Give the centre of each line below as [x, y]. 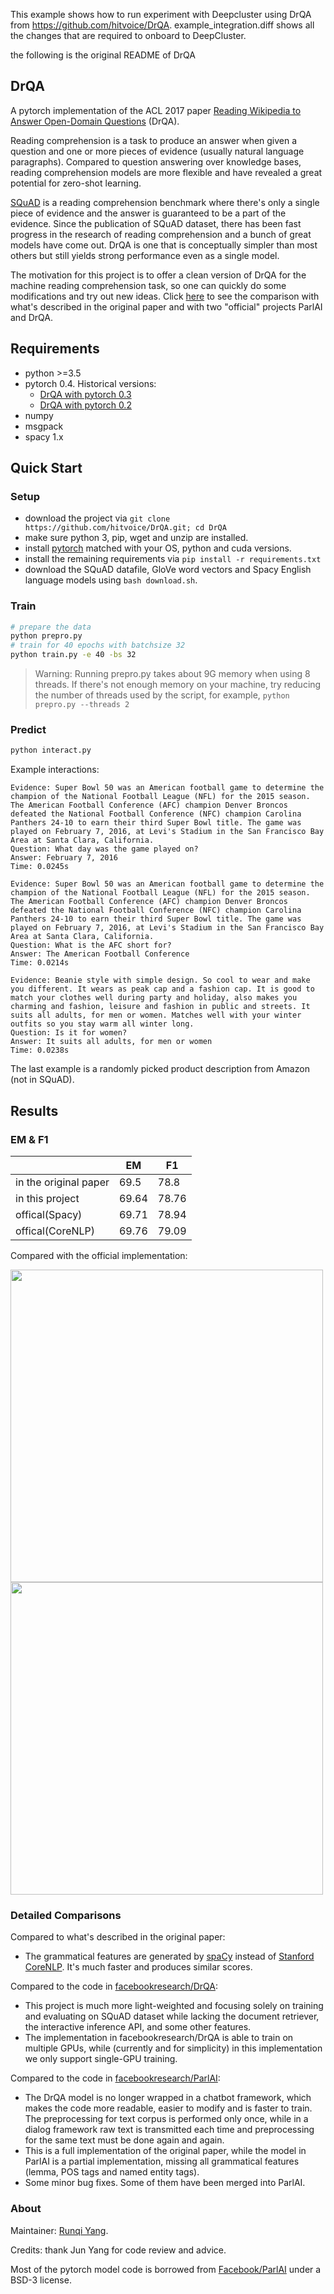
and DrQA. [31, 317]
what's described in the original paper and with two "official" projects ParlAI [166, 306]
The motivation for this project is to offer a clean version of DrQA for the [158, 275]
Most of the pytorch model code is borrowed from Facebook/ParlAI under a [166, 2269]
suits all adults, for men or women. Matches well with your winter [156, 1015]
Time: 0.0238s [40, 1050]
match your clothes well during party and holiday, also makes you [154, 998]
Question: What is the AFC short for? [91, 945]
